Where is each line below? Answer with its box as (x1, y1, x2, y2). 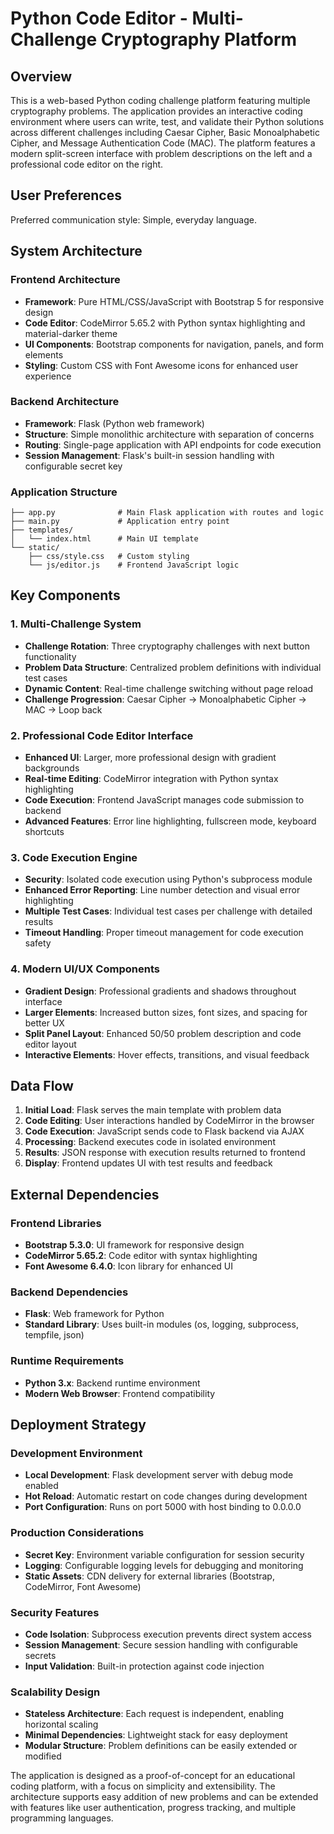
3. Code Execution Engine (10, 851, 138, 864)
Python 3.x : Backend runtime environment (24, 1377, 201, 1389)
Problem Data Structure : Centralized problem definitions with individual (24, 661, 322, 673)
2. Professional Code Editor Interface (10, 728, 194, 742)
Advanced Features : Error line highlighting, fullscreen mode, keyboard (24, 815, 317, 827)
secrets (24, 1650, 57, 1662)
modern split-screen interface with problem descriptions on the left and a (10, 148, 313, 159)
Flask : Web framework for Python (24, 1308, 165, 1320)
